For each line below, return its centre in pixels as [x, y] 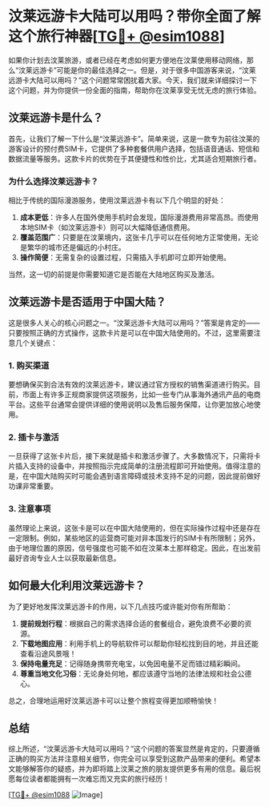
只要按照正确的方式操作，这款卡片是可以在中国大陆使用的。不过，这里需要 [131, 332]
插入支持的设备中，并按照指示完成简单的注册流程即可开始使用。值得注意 [134, 466]
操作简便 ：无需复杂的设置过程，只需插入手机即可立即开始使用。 [125, 258]
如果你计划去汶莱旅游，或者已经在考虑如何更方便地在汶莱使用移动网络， [127, 60]
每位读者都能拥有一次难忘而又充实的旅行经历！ [92, 779]
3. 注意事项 [30, 509]
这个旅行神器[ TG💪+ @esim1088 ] [117, 36]
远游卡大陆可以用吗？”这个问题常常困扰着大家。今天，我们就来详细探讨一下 [133, 80]
